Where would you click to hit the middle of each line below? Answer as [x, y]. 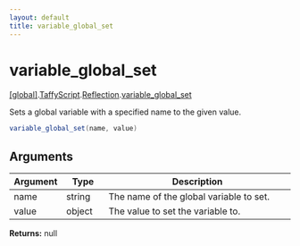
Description [197, 182]
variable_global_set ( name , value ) [74, 129]
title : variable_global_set [62, 26]
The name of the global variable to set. [189, 197]
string [79, 197]
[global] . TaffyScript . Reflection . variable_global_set [100, 95]
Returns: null [33, 233]
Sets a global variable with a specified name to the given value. [125, 112]
